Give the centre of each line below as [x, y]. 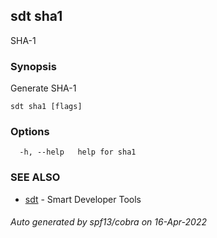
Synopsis [33, 66]
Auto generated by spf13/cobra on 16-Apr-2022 [108, 222]
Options [30, 132]
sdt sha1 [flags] [46, 107]
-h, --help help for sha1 [78, 152]
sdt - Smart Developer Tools [83, 199]
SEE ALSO [35, 177]
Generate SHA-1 [43, 88]
